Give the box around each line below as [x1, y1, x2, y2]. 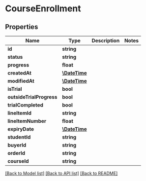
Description [91, 37, 120, 44]
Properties [5, 23, 38, 31]
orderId [7, 150, 26, 156]
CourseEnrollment [5, 3, 81, 14]
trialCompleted [7, 102, 43, 109]
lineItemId [7, 109, 32, 116]
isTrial [7, 86, 22, 92]
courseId [7, 158, 29, 164]
